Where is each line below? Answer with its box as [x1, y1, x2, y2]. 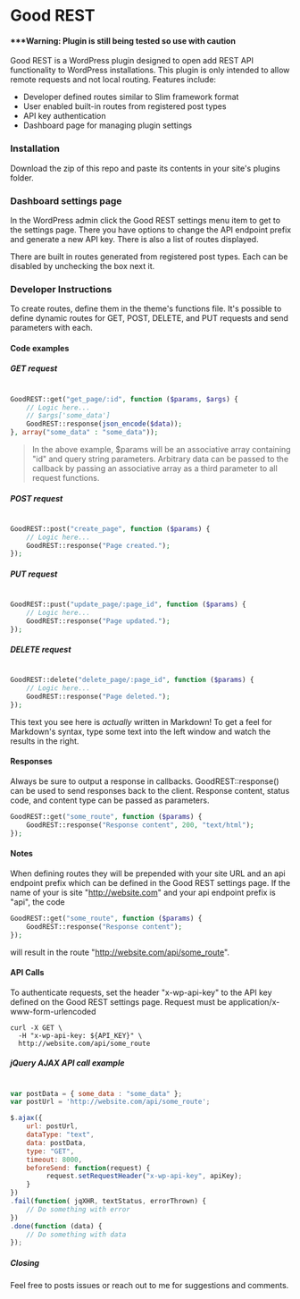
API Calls [10, 967, 45, 978]
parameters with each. [10, 323, 93, 333]
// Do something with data [26, 1230, 127, 1239]
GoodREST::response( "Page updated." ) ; [26, 616, 171, 626]
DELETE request [10, 645, 71, 655]
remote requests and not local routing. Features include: [10, 74, 217, 85]
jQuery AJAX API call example [10, 1058, 125, 1068]
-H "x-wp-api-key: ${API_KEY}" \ [18, 1031, 143, 1040]
